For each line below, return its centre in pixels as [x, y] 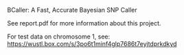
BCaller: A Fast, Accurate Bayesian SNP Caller [72, 10]
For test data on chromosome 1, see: [59, 36]
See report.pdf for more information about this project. [84, 23]
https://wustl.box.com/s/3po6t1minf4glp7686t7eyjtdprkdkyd [92, 44]
